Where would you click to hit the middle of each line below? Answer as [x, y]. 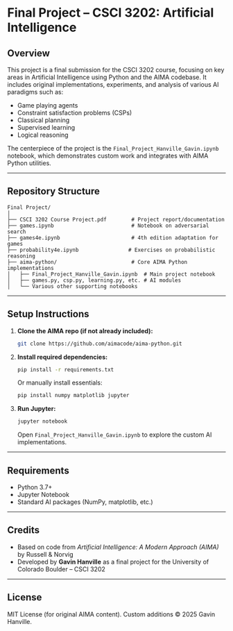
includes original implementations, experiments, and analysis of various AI [113, 84]
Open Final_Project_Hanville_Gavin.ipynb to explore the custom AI [114, 435]
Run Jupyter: [36, 409]
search [17, 232]
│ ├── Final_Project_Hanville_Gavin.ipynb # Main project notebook [111, 274]
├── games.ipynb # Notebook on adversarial [108, 226]
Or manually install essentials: [60, 382]
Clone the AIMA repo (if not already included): [85, 330]
